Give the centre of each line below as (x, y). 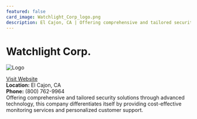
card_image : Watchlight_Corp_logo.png (53, 17)
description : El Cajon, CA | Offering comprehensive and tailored (89, 22)
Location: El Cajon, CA (34, 85)
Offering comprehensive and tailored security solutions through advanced (95, 98)
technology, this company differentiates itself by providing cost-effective (94, 104)
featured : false (26, 11)
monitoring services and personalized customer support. (75, 110)
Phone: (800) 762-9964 (35, 91)
